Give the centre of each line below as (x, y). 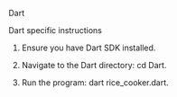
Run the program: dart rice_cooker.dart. (95, 83)
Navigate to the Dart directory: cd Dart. (94, 65)
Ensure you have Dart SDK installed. (88, 48)
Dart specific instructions (56, 30)
